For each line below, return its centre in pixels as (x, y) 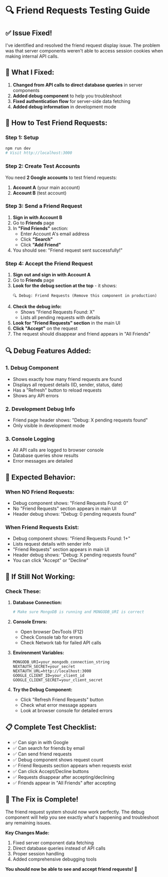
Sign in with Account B (38, 217)
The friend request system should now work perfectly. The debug (75, 812)
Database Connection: (37, 603)
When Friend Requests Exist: (42, 528)
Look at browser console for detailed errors (67, 710)
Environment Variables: (38, 653)
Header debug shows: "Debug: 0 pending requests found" (74, 514)
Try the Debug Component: (43, 689)
